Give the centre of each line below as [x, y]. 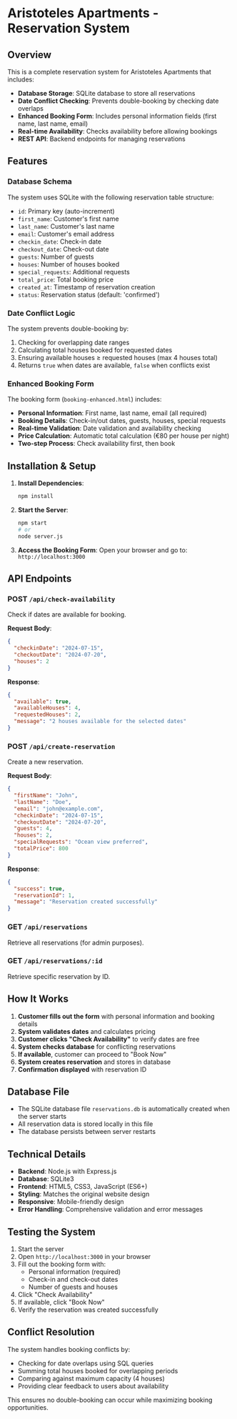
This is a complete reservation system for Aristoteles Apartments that [110, 72]
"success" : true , [40, 888]
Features [27, 161]
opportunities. [28, 1407]
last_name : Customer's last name [66, 226]
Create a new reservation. [45, 762]
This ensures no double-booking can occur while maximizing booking [110, 1400]
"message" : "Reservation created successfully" [86, 902]
